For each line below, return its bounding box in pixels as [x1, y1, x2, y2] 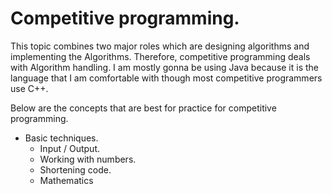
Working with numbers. [39, 153, 137, 165]
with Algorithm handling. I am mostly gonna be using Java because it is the [10, 61, 320, 73]
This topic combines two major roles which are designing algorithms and [10, 40, 310, 52]
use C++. [10, 82, 49, 94]
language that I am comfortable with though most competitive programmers [10, 72, 323, 84]
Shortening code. [39, 163, 112, 176]
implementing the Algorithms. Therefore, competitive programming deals [10, 50, 311, 62]
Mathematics [39, 174, 94, 186]
